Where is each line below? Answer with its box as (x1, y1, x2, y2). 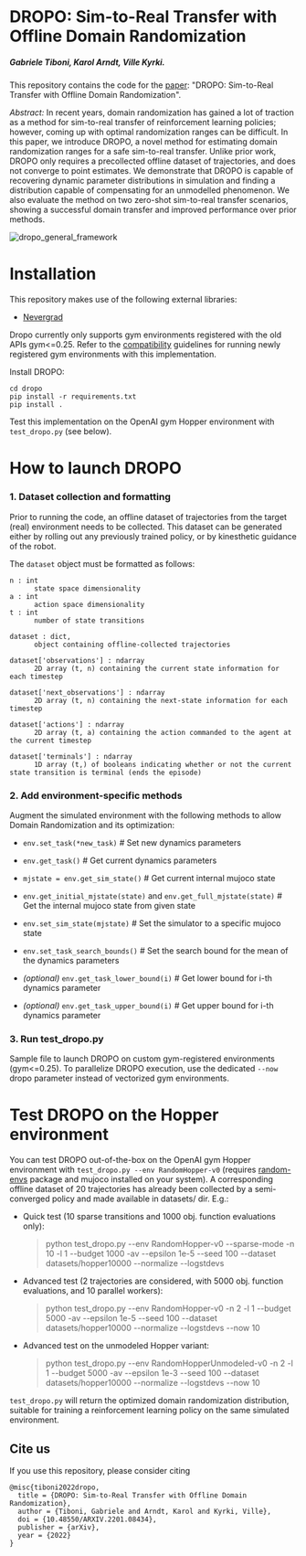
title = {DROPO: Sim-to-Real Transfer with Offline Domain (17, 1490, 248, 1500)
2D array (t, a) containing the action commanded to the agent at (33, 728, 292, 737)
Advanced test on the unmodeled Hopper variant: (22, 1340, 210, 1351)
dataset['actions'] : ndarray (9, 719, 125, 729)
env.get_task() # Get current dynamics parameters (22, 855, 217, 866)
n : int (9, 576, 39, 585)
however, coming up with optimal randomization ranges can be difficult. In (9, 126, 289, 138)
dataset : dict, (9, 632, 71, 641)
